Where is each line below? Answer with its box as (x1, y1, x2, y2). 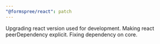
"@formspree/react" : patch (5, 8, 72, 15)
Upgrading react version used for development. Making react (5, 25, 155, 32)
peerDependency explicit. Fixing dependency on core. (5, 31, 138, 38)
